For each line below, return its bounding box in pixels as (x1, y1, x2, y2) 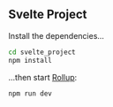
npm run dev (8, 88, 52, 98)
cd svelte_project (8, 48, 76, 57)
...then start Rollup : (8, 72, 78, 82)
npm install (8, 56, 52, 65)
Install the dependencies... (8, 30, 105, 41)
